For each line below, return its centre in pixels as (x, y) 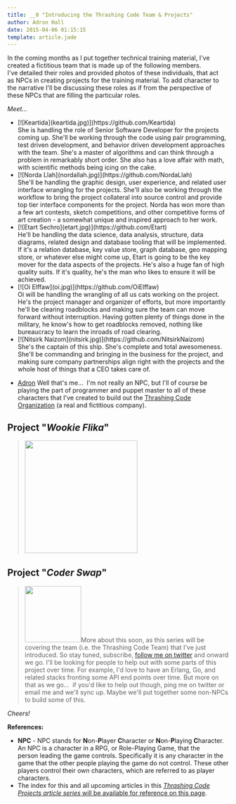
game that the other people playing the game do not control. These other (123, 762)
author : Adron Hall (36, 22)
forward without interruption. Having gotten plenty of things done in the (121, 317)
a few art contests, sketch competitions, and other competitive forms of (121, 212)
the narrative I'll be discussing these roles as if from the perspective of (110, 88)
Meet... (18, 109)
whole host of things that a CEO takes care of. (84, 369)
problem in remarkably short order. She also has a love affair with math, (121, 160)
